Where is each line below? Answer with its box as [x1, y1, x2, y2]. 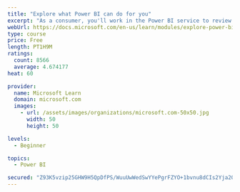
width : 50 [26, 116, 56, 123]
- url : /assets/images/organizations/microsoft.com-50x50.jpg [20, 110, 209, 117]
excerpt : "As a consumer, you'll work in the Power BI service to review [7, 17, 232, 24]
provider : [7, 82, 37, 90]
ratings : [7, 50, 34, 58]
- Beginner [14, 142, 46, 149]
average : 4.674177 [14, 63, 69, 70]
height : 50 [26, 122, 59, 129]
